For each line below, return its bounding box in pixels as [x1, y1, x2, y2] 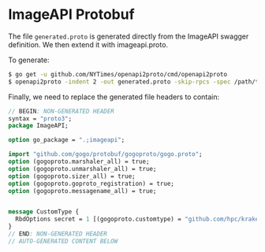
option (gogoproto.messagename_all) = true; [8, 187, 157, 195]
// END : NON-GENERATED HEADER [8, 230, 108, 238]
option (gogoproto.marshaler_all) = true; [8, 157, 150, 166]
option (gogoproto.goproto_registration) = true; [8, 180, 175, 187]
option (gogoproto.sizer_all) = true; [8, 172, 136, 180]
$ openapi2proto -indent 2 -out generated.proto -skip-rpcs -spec [8, 77, 231, 86]
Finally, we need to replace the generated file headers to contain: [8, 92, 220, 102]
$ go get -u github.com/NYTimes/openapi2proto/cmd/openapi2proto [8, 70, 227, 78]
